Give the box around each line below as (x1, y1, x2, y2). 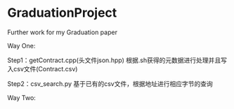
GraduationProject (7, 5, 117, 21)
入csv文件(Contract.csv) (7, 64, 78, 73)
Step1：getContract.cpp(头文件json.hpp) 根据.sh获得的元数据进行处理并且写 (7, 56, 227, 64)
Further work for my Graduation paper (7, 28, 118, 36)
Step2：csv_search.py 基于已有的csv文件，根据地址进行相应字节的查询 (7, 79, 213, 88)
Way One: (7, 41, 36, 50)
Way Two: (7, 93, 37, 102)
